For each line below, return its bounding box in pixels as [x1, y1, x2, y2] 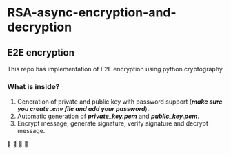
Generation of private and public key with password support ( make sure [17, 97, 223, 106]
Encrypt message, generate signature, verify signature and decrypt [17, 119, 209, 128]
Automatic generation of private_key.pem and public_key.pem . [17, 112, 200, 121]
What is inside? [7, 82, 60, 91]
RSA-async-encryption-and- [7, 5, 177, 21]
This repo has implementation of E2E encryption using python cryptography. [7, 65, 225, 73]
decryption [7, 19, 72, 35]
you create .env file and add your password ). [17, 105, 150, 113]
